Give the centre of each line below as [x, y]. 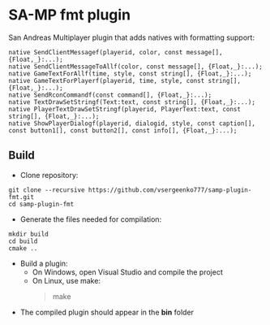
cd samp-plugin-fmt [41, 204]
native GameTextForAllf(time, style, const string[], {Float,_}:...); [130, 74]
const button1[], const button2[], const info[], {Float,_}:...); [123, 130]
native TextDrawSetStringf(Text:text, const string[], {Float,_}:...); [132, 102]
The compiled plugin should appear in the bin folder [107, 312]
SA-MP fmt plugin [70, 15]
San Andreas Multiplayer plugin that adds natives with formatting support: [132, 37]
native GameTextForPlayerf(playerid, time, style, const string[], [125, 80]
